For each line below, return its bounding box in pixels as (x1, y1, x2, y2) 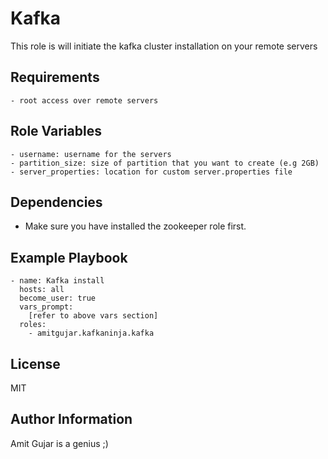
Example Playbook (10, 249, 128, 266)
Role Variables (10, 123, 102, 140)
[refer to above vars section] (28, 311, 159, 321)
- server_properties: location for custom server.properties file (10, 167, 293, 177)
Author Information (10, 411, 133, 428)
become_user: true (19, 293, 97, 304)
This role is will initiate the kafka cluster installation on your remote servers (10, 40, 318, 52)
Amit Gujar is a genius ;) (10, 437, 109, 449)
